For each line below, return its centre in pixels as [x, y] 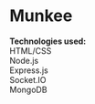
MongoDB [28, 89]
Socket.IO [28, 79]
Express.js [29, 70]
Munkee [41, 16]
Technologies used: [48, 41]
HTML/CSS [31, 50]
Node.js [24, 60]
